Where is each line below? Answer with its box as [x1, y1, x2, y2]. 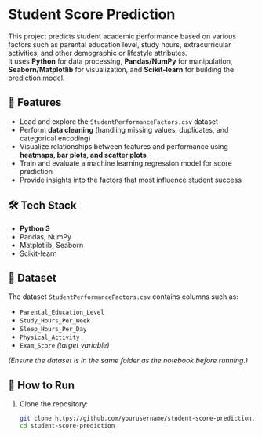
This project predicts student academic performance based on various [8, 31, 237, 41]
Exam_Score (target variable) [19, 340, 110, 350]
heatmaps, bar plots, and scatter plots [19, 150, 147, 159]
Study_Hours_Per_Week [19, 317, 90, 325]
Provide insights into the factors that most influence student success [19, 175, 242, 184]
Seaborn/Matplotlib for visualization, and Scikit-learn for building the [8, 64, 235, 74]
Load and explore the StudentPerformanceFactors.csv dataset [19, 116, 218, 126]
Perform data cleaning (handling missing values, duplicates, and [19, 125, 229, 134]
